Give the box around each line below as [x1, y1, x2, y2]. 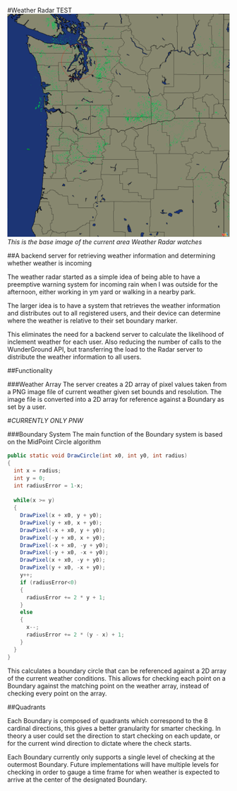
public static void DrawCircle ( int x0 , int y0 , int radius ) [7, 452, 188, 459]
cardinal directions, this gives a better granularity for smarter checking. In [7, 724, 221, 732]
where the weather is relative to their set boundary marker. [7, 316, 178, 325]
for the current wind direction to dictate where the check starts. [7, 739, 192, 747]
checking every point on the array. [7, 689, 107, 698]
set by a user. [7, 403, 47, 411]
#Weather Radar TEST [7, 6, 73, 14]
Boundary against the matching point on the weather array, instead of [7, 681, 209, 690]
